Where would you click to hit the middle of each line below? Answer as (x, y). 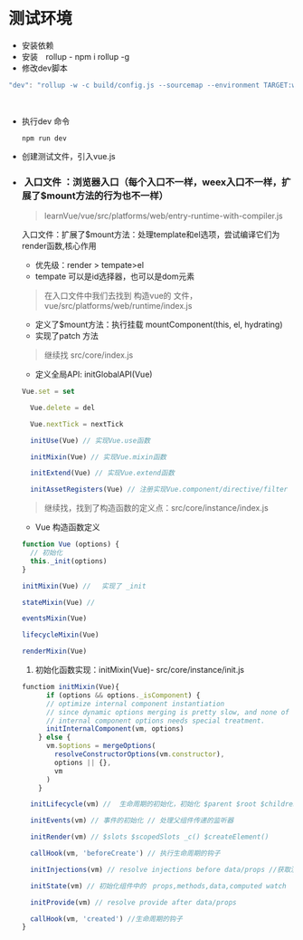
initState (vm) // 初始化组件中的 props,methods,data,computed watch (158, 886)
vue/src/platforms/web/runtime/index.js (118, 306)
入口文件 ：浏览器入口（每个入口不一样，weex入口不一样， (153, 182)
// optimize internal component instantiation (135, 704)
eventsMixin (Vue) (54, 619)
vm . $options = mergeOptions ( (101, 746)
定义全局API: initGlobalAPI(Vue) (94, 374)
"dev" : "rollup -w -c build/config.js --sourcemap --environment (134, 85)
